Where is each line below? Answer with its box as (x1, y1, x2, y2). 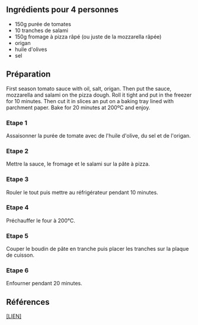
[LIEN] (6, 313, 22, 320)
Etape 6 (6, 266, 29, 275)
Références (6, 297, 50, 307)
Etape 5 (6, 231, 28, 240)
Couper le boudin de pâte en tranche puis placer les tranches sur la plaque (6, 246, 189, 253)
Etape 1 (6, 119, 28, 127)
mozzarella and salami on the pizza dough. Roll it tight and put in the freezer (6, 91, 192, 98)
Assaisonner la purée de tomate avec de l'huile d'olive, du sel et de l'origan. (6, 132, 191, 139)
